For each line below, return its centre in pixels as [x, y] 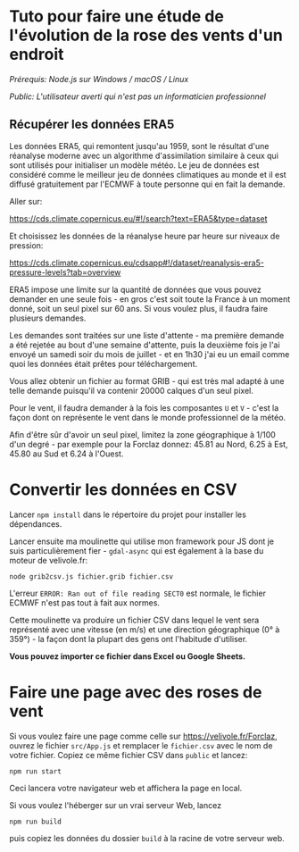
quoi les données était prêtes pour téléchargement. [104, 363]
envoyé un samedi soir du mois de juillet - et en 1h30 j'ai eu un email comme [149, 354]
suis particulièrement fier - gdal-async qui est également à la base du [137, 550]
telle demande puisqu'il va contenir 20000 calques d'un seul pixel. [132, 390]
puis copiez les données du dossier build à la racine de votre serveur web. [147, 838]
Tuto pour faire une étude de [117, 17]
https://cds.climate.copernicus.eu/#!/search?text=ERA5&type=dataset [138, 218]
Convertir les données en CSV [124, 489]
